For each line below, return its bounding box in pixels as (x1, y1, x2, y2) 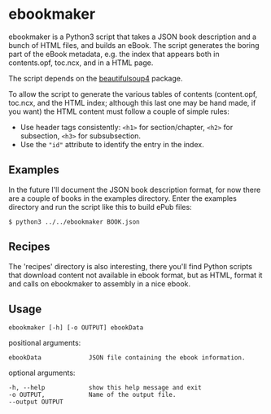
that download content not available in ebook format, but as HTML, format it (8, 270, 263, 280)
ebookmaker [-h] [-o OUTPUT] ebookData (8, 324, 144, 332)
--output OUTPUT (8, 398, 63, 407)
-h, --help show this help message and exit (8, 384, 202, 392)
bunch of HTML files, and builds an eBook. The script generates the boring (8, 40, 260, 50)
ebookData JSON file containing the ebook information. (8, 354, 246, 362)
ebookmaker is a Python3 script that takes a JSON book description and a (8, 32, 257, 41)
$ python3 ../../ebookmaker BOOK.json (8, 217, 140, 226)
